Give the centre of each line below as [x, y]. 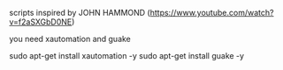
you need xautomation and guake [70, 39]
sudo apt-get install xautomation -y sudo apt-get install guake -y [127, 56]
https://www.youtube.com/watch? [212, 13]
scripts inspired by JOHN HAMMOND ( [80, 13]
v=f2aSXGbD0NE [41, 22]
